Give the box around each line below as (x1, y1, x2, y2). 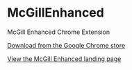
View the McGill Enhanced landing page (7, 54, 122, 63)
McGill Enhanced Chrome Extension (7, 28, 110, 36)
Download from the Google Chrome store (7, 41, 126, 49)
